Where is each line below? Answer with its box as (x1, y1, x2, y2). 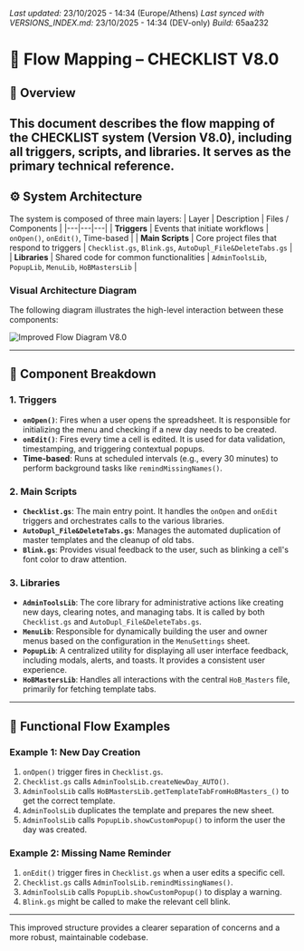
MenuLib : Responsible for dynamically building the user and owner (22, 626, 268, 637)
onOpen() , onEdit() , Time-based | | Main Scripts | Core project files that (9, 232, 278, 243)
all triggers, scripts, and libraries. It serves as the (9, 144, 291, 160)
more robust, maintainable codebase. (9, 932, 149, 943)
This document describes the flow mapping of (9, 115, 275, 131)
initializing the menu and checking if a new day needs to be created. (22, 423, 278, 434)
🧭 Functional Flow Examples (9, 718, 170, 733)
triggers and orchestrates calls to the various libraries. (22, 516, 224, 527)
